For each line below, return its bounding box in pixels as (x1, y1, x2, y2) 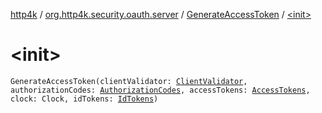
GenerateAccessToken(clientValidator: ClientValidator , (10, 76, 248, 86)
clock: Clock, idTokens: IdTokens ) (10, 94, 159, 104)
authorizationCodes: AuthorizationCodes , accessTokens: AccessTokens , (10, 85, 311, 95)
